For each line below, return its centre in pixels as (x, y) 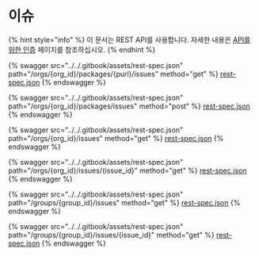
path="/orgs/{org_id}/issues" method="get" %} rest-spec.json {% (116, 138)
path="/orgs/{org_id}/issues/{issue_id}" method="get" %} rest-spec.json (128, 170)
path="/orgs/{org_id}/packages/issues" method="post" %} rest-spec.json (129, 106)
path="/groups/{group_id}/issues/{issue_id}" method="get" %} (112, 235)
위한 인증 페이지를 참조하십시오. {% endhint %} (82, 49)
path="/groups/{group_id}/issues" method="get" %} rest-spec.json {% (124, 202)
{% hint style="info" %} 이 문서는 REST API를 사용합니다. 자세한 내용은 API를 (129, 40)
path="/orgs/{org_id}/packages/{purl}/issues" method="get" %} (114, 74)
